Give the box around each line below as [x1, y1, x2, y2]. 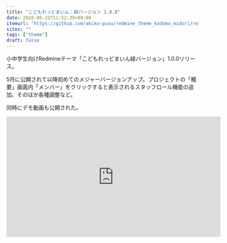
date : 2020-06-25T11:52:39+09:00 [6, 15, 92, 21]
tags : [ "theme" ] [6, 32, 48, 38]
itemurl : [6, 20, 29, 26]
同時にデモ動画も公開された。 [6, 104, 81, 111]
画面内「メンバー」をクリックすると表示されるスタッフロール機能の [17, 83, 188, 91]
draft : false [6, 37, 40, 43]
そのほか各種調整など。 [17, 91, 76, 98]
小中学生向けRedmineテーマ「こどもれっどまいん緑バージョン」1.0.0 [6, 55, 179, 62]
